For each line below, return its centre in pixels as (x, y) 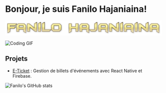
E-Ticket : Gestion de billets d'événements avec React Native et (77, 71)
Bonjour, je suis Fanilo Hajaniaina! (76, 9)
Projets (17, 59)
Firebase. (22, 76)
